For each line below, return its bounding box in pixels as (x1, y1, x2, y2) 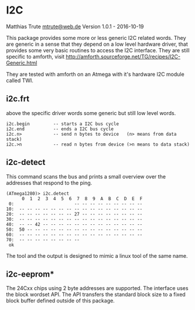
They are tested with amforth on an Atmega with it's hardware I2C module (6, 70, 184, 77)
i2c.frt (6, 94, 30, 104)
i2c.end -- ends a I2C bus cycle (6, 126, 114, 132)
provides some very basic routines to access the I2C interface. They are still (6, 46, 190, 53)
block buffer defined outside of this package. (6, 297, 115, 304)
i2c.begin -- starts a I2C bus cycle (6, 121, 119, 127)
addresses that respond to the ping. (6, 179, 93, 186)
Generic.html (6, 59, 37, 66)
